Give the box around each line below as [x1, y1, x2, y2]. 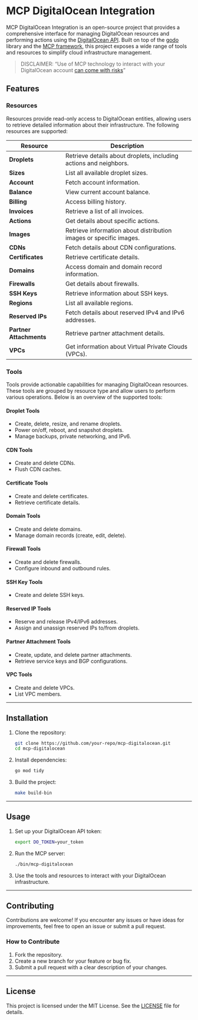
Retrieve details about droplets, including [65, 151, 179, 160]
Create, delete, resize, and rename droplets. [14, 420, 122, 427]
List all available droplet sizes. [65, 169, 148, 177]
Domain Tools [6, 512, 41, 519]
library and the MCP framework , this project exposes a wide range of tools [6, 43, 187, 50]
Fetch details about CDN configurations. [65, 243, 177, 251]
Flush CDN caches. [14, 466, 62, 473]
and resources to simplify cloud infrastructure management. [6, 49, 152, 56]
